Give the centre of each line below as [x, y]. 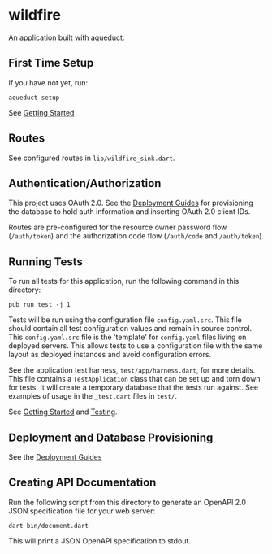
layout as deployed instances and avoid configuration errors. [110, 355]
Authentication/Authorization [85, 183]
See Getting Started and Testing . [63, 412]
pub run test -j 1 [39, 305]
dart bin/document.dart [49, 526]
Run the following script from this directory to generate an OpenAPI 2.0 [127, 502]
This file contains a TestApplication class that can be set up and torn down [134, 379]
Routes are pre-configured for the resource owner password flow [118, 227]
